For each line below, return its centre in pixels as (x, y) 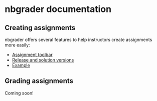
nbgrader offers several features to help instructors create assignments (78, 39)
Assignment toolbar (32, 54)
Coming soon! (19, 93)
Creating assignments (40, 28)
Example (21, 65)
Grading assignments (39, 81)
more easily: (18, 45)
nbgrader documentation (58, 9)
